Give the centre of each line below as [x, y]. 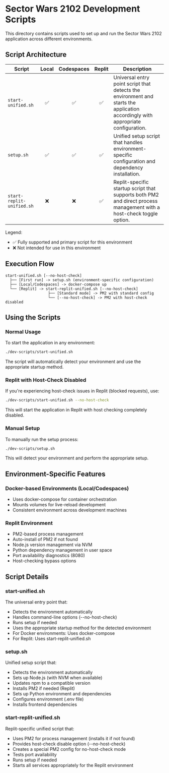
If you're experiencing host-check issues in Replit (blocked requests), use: [82, 391]
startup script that [135, 188]
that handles [128, 142]
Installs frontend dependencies [45, 704]
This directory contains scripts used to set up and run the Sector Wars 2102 [83, 33]
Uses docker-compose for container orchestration [65, 499]
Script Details [27, 577]
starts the [124, 102]
